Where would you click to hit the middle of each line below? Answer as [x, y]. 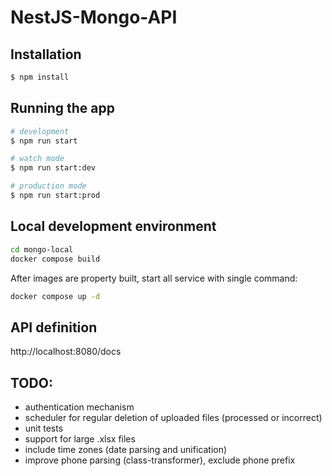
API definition [54, 327]
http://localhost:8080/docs [66, 352]
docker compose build [55, 259]
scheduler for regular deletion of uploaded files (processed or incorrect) [173, 417]
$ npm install [40, 77]
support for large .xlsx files [80, 439]
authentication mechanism [79, 407]
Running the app [62, 108]
